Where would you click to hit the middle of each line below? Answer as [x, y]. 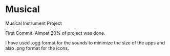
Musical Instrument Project [34, 23]
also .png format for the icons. [37, 48]
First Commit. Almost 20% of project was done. [56, 33]
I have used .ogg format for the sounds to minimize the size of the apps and [85, 43]
